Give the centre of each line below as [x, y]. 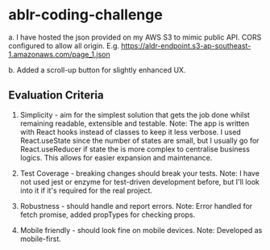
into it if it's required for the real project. [86, 190]
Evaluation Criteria [56, 96]
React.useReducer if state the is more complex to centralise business [135, 149]
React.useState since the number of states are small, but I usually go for [139, 140]
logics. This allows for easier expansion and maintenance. [116, 157]
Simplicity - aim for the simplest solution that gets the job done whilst [135, 115]
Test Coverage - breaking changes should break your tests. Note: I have [140, 173]
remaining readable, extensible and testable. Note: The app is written [135, 123]
